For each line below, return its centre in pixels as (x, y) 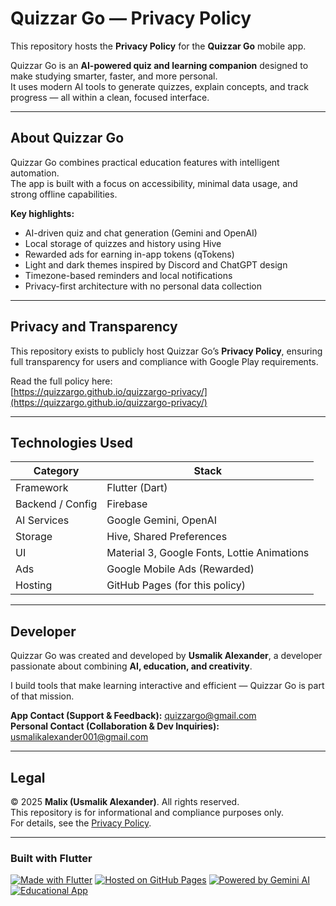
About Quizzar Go (67, 138)
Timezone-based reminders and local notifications (128, 275)
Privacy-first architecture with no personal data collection (143, 286)
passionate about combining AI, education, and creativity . (131, 666)
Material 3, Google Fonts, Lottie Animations (208, 553)
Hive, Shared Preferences (167, 537)
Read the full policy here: (61, 381)
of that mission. (42, 696)
